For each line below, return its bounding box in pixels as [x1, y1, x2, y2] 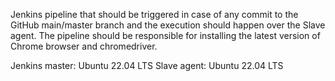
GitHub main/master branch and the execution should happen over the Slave [10, 19, 326, 31]
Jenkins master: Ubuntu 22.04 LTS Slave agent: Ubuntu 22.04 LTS [10, 60, 284, 71]
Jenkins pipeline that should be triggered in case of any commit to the [10, 9, 299, 20]
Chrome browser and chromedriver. [10, 40, 158, 52]
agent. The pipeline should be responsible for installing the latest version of [10, 30, 321, 41]
